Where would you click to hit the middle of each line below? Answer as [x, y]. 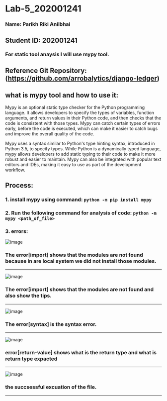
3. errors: [17, 231]
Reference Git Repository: [46, 70]
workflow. [15, 170]
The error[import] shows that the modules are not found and [80, 290]
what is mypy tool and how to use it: [62, 95]
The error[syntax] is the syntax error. [51, 324]
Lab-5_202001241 [43, 9]
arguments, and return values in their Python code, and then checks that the [83, 118]
